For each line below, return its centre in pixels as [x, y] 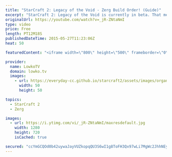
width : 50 [29, 86]
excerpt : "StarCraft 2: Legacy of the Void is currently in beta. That [83, 15]
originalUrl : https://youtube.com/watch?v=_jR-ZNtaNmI [65, 19]
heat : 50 [15, 43]
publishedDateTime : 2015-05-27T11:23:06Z [50, 39]
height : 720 [27, 133]
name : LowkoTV [25, 66]
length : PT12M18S [24, 34]
